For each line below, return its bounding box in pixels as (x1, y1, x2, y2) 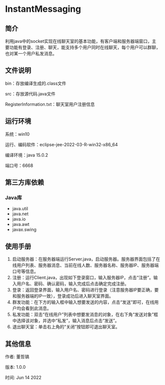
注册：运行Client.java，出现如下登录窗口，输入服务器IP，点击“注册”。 (12, 275, 154, 281)
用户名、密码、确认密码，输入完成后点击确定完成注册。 (16, 281, 129, 287)
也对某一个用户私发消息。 (5, 51, 57, 56)
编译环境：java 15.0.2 (5, 152, 48, 158)
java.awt (12, 222, 30, 227)
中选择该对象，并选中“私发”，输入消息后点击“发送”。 (12, 318, 120, 323)
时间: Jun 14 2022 (5, 374, 42, 380)
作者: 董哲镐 (5, 353, 30, 359)
